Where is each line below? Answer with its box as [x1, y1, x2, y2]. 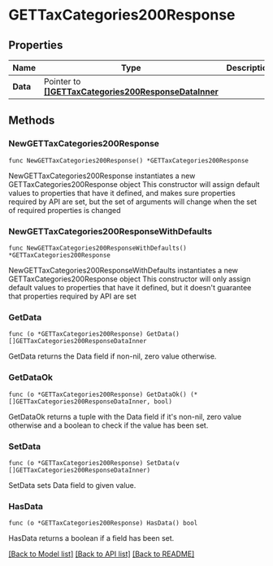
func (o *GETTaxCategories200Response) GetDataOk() [8, 390, 187, 398]
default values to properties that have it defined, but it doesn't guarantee [8, 282, 252, 292]
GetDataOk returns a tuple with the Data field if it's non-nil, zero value [8, 411, 242, 421]
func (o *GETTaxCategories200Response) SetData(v [8, 459, 180, 467]
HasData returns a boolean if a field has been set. [8, 533, 175, 543]
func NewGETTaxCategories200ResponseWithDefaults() [8, 244, 187, 252]
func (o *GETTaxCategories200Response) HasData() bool [8, 519, 198, 528]
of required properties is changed [8, 205, 121, 215]
